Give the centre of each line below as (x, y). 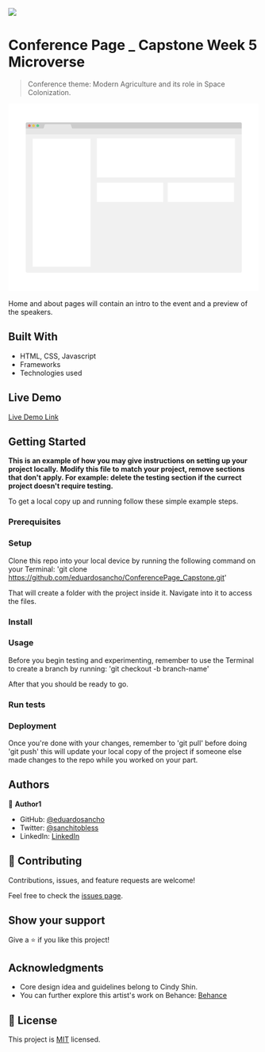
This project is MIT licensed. (54, 1039)
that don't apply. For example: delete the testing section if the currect (125, 478)
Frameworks (40, 364)
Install (21, 622)
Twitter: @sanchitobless (59, 828)
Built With (33, 337)
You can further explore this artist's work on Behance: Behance (123, 996)
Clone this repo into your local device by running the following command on (132, 560)
